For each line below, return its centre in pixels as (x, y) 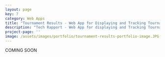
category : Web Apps (25, 18)
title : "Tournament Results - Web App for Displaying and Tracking (76, 23)
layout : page (18, 9)
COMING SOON (21, 50)
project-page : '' (23, 32)
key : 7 (12, 14)
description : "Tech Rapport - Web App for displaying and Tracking (76, 28)
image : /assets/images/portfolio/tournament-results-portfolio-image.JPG (82, 37)
